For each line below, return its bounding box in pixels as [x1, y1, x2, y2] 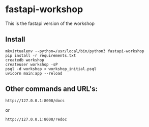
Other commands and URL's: [5, 85, 98, 93]
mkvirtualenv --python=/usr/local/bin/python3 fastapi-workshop [5, 48, 144, 54]
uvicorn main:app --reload [5, 71, 63, 76]
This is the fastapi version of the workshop [5, 20, 95, 26]
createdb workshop [5, 57, 44, 62]
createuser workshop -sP [5, 62, 58, 67]
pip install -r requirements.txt [5, 53, 76, 58]
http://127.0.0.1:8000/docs [5, 98, 65, 103]
